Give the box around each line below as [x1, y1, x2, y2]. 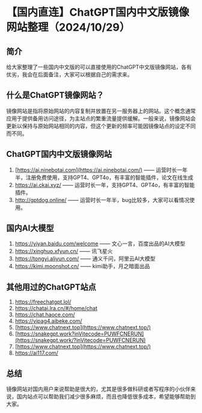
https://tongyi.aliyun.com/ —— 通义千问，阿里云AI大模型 [14, 255, 156, 262]
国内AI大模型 [6, 223, 54, 233]
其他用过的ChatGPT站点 [6, 282, 96, 292]
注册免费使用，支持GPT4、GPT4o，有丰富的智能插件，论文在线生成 [25, 174, 194, 181]
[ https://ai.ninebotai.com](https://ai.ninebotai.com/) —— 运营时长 [14, 166, 177, 173]
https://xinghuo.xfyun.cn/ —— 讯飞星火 [14, 248, 113, 255]
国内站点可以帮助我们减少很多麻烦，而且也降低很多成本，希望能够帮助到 [16, 393, 196, 400]
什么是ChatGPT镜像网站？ [6, 90, 104, 100]
